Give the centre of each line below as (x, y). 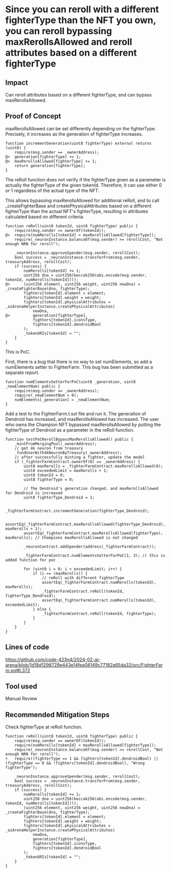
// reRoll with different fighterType (83, 578)
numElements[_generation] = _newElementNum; (63, 399)
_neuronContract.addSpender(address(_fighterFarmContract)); (90, 547)
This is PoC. (18, 351)
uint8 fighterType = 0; (49, 479)
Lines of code (27, 647)
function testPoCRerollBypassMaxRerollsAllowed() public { (69, 439)
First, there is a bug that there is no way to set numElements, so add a (79, 362)
